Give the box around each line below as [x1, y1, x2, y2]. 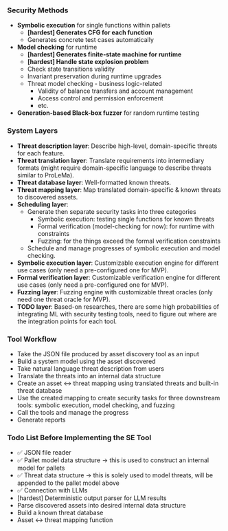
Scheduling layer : [16, 200, 69, 208]
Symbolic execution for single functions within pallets [16, 21, 170, 30]
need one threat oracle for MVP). [16, 295, 111, 303]
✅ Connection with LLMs [16, 486, 88, 495]
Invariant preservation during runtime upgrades [27, 72, 161, 80]
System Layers [7, 126, 58, 136]
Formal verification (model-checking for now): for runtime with [37, 222, 215, 230]
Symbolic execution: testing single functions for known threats [37, 215, 215, 223]
